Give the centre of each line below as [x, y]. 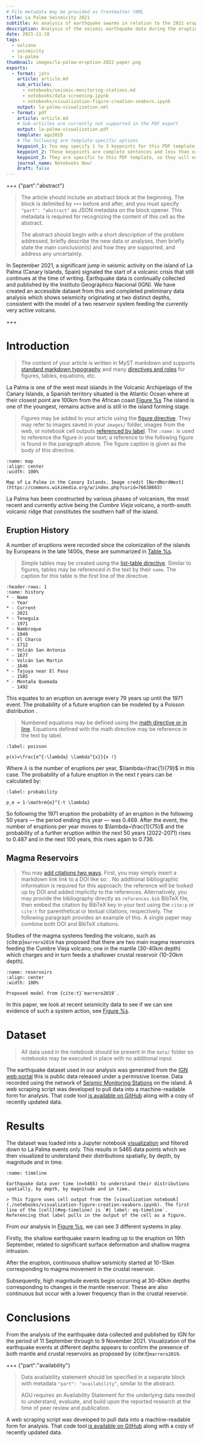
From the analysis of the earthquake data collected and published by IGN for [101, 1334]
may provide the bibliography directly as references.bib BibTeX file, [105, 898]
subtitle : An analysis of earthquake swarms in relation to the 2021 [95, 23]
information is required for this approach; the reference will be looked [107, 885]
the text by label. [41, 735]
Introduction [38, 346]
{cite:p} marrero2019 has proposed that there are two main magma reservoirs [100, 942]
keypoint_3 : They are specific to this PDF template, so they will [103, 157]
